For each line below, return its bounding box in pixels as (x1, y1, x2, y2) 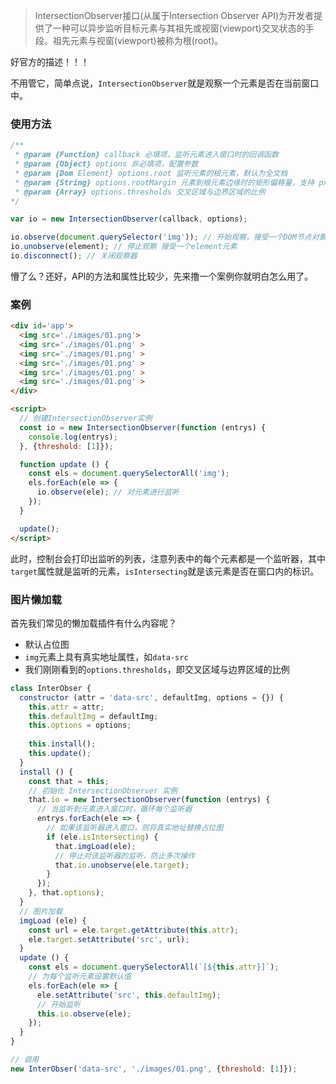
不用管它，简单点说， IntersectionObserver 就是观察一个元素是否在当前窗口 (10, 77, 320, 89)
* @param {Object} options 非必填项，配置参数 (14, 159, 199, 169)
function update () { (19, 459, 110, 469)
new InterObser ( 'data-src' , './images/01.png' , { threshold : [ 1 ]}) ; (10, 1064, 298, 1074)
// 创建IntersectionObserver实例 (19, 414, 153, 424)
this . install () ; (28, 739, 97, 749)
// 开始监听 (36, 999, 81, 1009)
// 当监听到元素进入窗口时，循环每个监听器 (36, 804, 193, 814)
